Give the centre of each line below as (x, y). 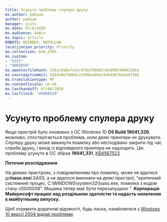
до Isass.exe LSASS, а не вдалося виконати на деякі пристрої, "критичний (83, 178)
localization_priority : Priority (40, 47)
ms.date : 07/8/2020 (25, 28)
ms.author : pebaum (24, 14)
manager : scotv (21, 24)
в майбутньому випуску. (32, 199)
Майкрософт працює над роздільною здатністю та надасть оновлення (83, 194)
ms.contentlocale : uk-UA (31, 84)
